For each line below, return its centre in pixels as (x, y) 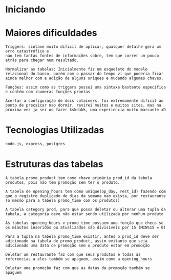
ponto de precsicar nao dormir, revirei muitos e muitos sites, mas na (83, 106)
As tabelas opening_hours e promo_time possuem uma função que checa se (84, 223)
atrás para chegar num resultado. (42, 60)
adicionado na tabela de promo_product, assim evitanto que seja (76, 241)
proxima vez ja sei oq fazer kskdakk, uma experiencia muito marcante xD (86, 110)
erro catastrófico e (27, 51)
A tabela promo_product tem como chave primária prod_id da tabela (79, 178)
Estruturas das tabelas (54, 164)
